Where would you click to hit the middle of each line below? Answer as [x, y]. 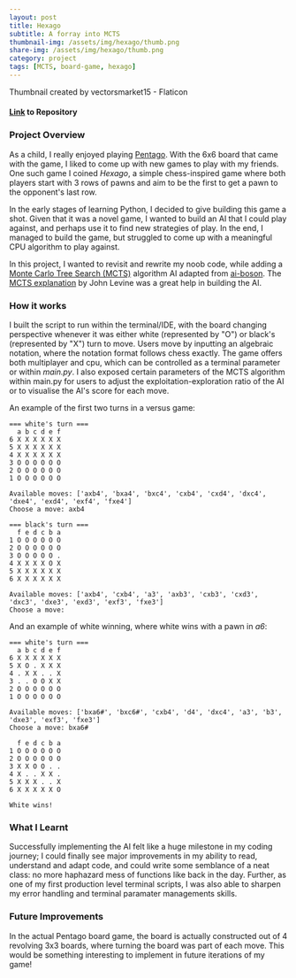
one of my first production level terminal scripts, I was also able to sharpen [145, 884]
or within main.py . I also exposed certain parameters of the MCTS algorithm [147, 372]
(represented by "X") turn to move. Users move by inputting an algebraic [141, 344]
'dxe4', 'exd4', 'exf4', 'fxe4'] [71, 502]
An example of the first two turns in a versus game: [102, 408]
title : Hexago [35, 26]
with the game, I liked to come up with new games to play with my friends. [144, 164]
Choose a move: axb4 [47, 510]
